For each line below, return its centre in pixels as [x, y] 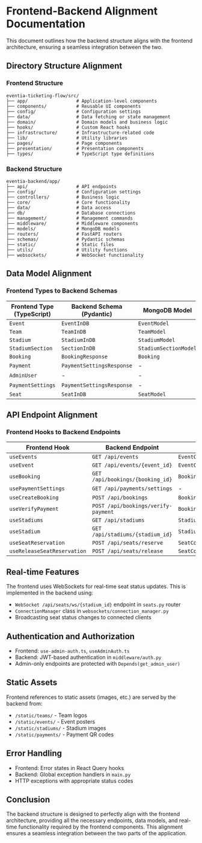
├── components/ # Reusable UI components [74, 106]
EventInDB [75, 323]
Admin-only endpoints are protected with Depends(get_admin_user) [97, 663]
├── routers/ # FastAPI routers [64, 234]
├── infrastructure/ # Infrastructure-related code [80, 133]
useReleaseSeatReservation [48, 551]
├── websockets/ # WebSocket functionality [75, 255]
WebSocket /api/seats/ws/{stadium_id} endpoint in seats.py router [98, 605]
